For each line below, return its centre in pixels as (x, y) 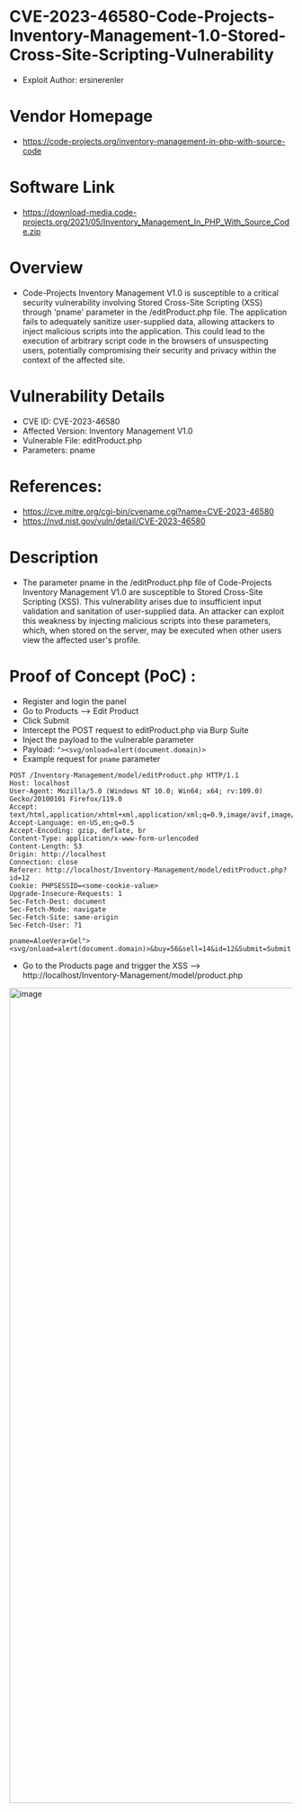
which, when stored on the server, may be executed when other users (152, 630)
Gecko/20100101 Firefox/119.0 (66, 799)
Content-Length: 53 (46, 846)
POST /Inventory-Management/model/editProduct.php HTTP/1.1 (124, 775)
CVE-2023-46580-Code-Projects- (142, 17)
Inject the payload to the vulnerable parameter (108, 739)
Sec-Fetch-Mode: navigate (58, 909)
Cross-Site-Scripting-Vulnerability (142, 55)
